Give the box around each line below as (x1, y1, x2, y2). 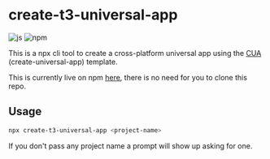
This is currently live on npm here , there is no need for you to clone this (8, 72, 248, 82)
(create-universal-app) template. (8, 57, 118, 67)
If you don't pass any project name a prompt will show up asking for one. (8, 140, 253, 151)
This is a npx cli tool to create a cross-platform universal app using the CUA (8, 48, 262, 58)
